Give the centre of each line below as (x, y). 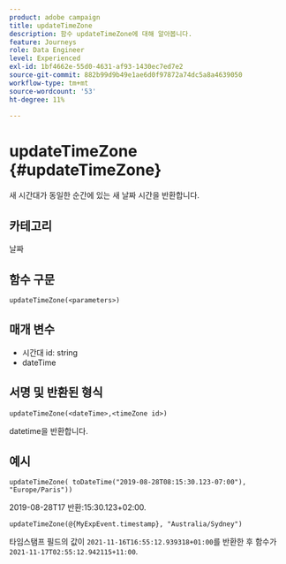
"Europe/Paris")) (41, 490)
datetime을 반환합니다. (49, 431)
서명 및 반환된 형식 (56, 393)
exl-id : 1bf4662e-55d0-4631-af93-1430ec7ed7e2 (96, 67)
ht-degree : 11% (37, 99)
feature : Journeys (43, 42)
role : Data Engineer (47, 50)
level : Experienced (45, 58)
